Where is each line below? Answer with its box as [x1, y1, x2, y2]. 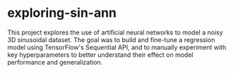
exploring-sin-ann [7, 5, 117, 21]
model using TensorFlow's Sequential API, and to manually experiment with [7, 43, 227, 51]
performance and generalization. [7, 58, 103, 66]
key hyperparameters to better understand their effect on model [7, 51, 193, 59]
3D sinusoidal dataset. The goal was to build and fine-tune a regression [7, 35, 215, 44]
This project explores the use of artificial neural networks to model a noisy [7, 28, 224, 36]
